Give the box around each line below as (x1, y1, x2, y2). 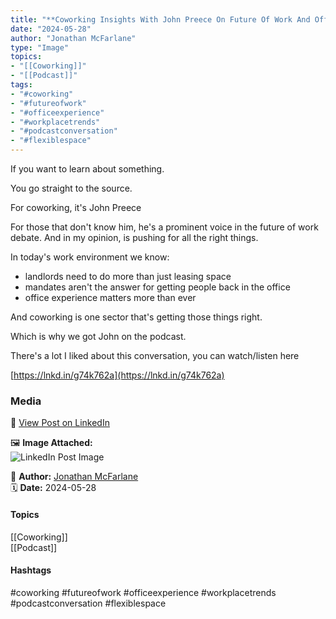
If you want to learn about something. (10, 163, 165, 175)
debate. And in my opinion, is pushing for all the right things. (10, 232, 259, 243)
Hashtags (10, 564, 52, 576)
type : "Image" (10, 42, 70, 53)
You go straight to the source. (10, 182, 133, 194)
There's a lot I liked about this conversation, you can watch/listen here (10, 350, 300, 361)
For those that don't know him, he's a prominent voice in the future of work (10, 221, 319, 233)
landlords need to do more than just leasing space (24, 271, 232, 282)
